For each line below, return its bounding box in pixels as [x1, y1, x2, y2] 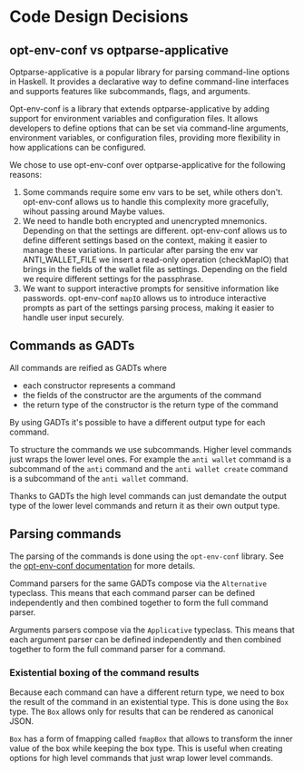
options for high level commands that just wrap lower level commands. [9, 752, 274, 763]
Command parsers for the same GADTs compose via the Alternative [9, 578, 268, 589]
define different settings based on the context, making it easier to [22, 235, 268, 246]
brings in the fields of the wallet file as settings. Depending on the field [22, 264, 288, 274]
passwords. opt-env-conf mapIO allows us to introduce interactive [22, 293, 267, 303]
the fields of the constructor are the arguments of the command [22, 389, 261, 400]
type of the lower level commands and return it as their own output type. [9, 500, 280, 511]
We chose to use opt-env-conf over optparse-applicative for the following [9, 160, 286, 170]
